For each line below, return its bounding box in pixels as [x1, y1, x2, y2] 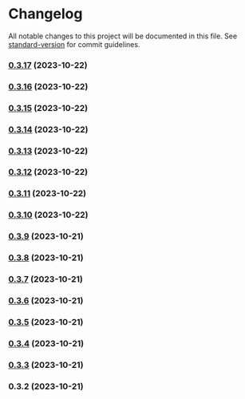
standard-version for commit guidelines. [8, 39, 140, 49]
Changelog [8, 5, 83, 23]
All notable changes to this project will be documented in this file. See [8, 31, 238, 41]
